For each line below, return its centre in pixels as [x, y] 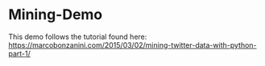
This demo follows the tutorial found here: [78, 37]
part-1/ [19, 53]
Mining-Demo [56, 15]
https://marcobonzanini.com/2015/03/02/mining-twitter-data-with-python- [132, 45]
